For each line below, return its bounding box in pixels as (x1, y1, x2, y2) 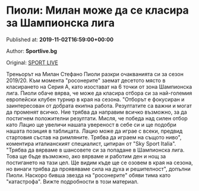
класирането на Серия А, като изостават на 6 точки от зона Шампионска (6, 83, 192, 90)
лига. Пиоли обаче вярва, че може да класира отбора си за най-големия (6, 89, 192, 96)
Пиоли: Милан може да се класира (6, 4, 189, 17)
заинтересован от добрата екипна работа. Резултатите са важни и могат (6, 102, 192, 109)
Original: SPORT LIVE (6, 59, 58, 66)
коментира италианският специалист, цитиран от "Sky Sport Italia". (6, 140, 176, 147)
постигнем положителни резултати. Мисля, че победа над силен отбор (6, 114, 188, 122)
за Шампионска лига (6, 16, 115, 30)
